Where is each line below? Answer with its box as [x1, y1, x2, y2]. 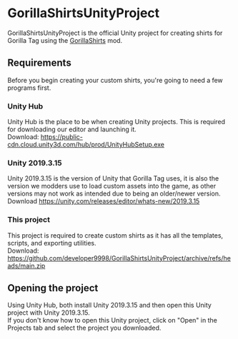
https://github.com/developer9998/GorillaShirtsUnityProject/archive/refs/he [7, 253, 231, 262]
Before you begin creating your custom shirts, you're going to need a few [7, 76, 223, 84]
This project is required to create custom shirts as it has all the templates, [7, 231, 224, 240]
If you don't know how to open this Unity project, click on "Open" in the [7, 316, 218, 325]
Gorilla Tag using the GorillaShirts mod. [7, 36, 123, 44]
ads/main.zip [7, 261, 46, 270]
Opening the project [7, 282, 99, 294]
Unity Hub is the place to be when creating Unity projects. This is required [7, 118, 226, 126]
